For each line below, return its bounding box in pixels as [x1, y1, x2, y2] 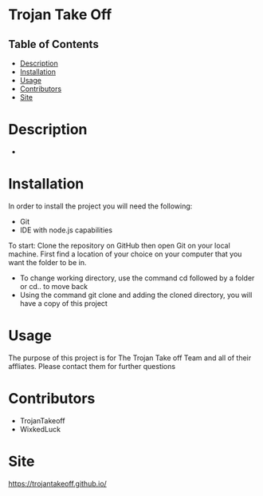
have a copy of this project [19, 298, 108, 308]
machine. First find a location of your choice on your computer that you [8, 249, 242, 259]
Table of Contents [8, 38, 100, 51]
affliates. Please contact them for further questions [8, 361, 176, 371]
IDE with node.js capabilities [19, 225, 113, 235]
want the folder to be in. [8, 257, 87, 267]
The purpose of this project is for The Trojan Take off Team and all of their [8, 353, 252, 363]
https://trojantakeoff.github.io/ [8, 478, 108, 488]
